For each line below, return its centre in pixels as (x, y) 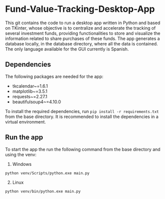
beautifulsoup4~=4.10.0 (36, 102)
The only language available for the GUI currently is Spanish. (67, 49)
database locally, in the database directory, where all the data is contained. (82, 43)
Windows (22, 164)
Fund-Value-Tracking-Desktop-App (80, 9)
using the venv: (21, 155)
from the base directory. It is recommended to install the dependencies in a (82, 117)
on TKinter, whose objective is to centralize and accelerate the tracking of (81, 28)
